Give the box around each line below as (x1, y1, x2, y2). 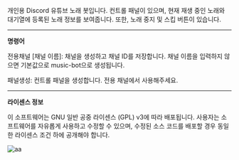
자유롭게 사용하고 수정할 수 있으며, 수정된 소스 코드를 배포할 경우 (38, 122, 216, 130)
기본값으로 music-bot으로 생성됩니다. (20, 61, 125, 69)
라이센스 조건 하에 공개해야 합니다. (14, 131, 110, 139)
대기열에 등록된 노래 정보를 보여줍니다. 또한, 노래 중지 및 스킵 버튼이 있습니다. (7, 15, 222, 23)
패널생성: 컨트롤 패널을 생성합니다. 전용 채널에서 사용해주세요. (7, 76, 179, 84)
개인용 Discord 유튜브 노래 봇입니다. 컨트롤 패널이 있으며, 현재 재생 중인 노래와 (7, 6, 225, 14)
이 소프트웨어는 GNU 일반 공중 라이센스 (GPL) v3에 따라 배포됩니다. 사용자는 (7, 113, 220, 121)
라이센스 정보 (7, 98, 44, 106)
